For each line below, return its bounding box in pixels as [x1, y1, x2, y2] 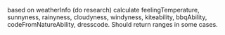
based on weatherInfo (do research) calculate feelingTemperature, [7, 6, 200, 14]
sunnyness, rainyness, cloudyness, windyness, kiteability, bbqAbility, [7, 13, 207, 21]
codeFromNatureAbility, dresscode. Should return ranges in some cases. [7, 21, 218, 28]
